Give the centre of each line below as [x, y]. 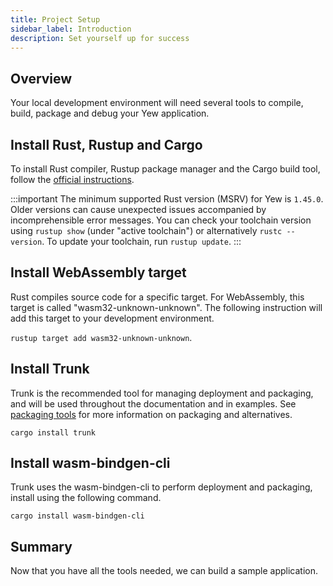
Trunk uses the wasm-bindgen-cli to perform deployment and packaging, [161, 487]
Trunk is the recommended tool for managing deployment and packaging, [162, 393]
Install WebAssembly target [98, 272]
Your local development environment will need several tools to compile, [157, 103]
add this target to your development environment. [112, 318]
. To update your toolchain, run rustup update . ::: [141, 241]
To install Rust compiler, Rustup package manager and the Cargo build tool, [165, 169]
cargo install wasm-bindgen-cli [77, 516]
